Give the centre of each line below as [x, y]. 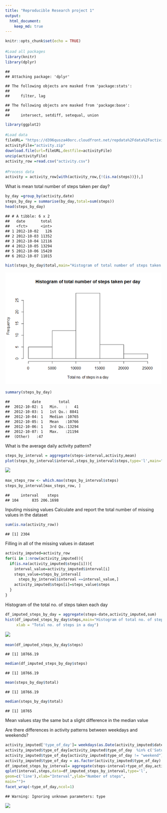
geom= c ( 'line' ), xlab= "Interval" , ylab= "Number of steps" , [65, 776]
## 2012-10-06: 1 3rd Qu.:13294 [42, 427]
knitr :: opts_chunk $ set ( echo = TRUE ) [43, 41]
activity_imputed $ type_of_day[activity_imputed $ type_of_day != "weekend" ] [84, 755]
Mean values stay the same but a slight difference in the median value [77, 720]
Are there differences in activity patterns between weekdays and [71, 730]
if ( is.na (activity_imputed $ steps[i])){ [51, 564]
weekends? [17, 735]
